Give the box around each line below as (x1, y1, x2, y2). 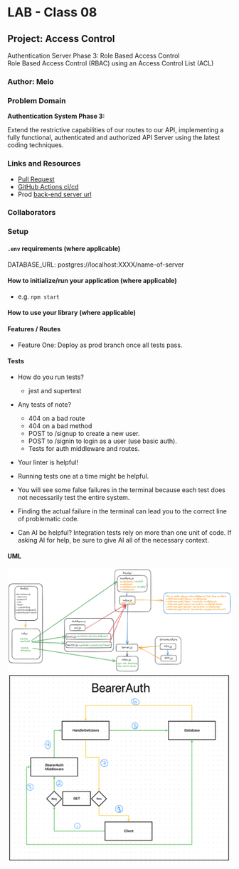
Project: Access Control (7, 33, 115, 45)
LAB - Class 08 (7, 4, 97, 21)
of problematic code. (17, 514, 80, 523)
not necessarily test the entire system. (17, 493, 130, 501)
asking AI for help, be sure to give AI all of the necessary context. (17, 535, 210, 544)
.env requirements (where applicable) (7, 244, 121, 252)
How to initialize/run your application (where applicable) (7, 277, 177, 285)
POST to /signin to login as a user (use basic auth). (28, 437, 178, 445)
